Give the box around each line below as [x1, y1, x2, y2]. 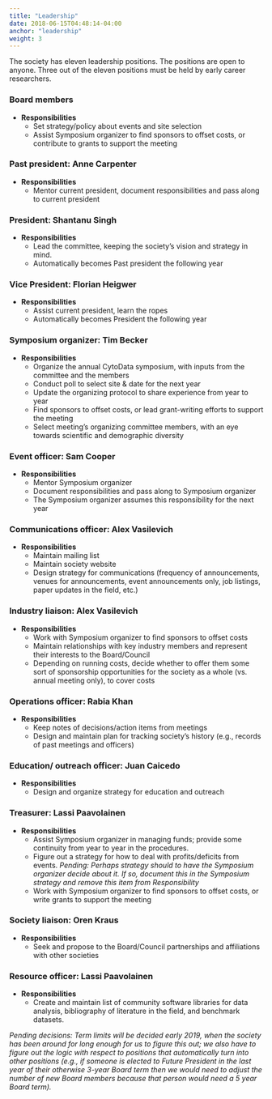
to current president [32, 194, 100, 203]
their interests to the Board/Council [32, 650, 151, 659]
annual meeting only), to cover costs [32, 675, 155, 685]
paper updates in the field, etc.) [32, 585, 138, 595]
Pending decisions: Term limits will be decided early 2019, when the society [9, 1030, 261, 1041]
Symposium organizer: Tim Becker [9, 334, 148, 346]
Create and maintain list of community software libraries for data [32, 998, 249, 1007]
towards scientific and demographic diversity [32, 430, 185, 440]
